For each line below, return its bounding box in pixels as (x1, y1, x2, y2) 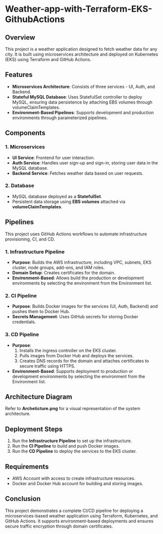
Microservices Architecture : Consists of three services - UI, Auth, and (12, 83, 155, 89)
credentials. (12, 319, 36, 325)
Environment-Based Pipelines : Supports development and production (12, 109, 154, 115)
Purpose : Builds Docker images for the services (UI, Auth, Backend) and (12, 304, 158, 309)
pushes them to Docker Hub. (12, 308, 70, 314)
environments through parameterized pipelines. (12, 115, 108, 121)
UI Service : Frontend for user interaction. (12, 155, 95, 161)
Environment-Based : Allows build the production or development (12, 275, 144, 281)
